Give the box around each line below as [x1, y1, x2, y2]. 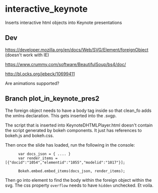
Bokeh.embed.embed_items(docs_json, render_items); [18, 169, 125, 173]
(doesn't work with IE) [5, 52, 50, 58]
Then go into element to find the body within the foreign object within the [5, 177, 152, 183]
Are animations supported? [5, 80, 59, 86]
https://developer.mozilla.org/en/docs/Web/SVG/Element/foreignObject [5, 46, 149, 52]
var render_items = [18, 155, 58, 161]
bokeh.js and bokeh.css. [5, 132, 54, 138]
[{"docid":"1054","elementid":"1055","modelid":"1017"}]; [5, 160, 125, 165]
